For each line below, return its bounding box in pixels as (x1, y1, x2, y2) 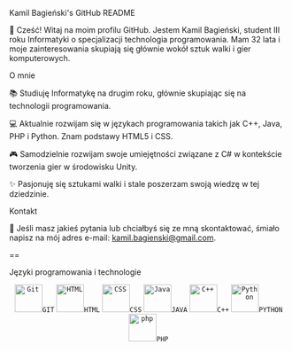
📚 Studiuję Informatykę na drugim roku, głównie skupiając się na (9, 88, 246, 98)
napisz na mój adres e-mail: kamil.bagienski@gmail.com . (9, 232, 217, 243)
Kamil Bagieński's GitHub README (9, 8, 135, 18)
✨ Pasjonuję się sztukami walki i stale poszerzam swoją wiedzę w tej (9, 179, 259, 189)
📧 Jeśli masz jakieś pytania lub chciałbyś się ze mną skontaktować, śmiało (9, 223, 280, 233)
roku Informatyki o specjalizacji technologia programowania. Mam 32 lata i (9, 35, 280, 44)
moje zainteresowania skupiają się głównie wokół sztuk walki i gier (9, 43, 251, 54)
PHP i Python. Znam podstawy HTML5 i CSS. (9, 131, 173, 141)
